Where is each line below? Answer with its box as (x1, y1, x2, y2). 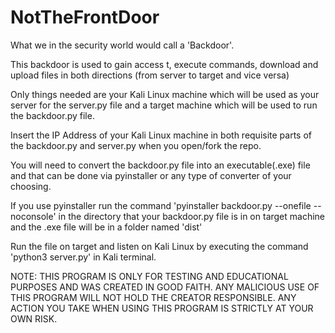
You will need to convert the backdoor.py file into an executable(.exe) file (10, 159, 311, 171)
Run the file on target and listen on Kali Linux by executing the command (10, 240, 309, 252)
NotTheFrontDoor (10, 6, 160, 29)
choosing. (10, 180, 52, 192)
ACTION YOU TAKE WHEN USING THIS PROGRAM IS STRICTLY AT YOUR (10, 302, 314, 314)
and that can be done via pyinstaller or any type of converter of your (10, 169, 292, 181)
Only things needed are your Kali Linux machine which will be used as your (10, 88, 320, 100)
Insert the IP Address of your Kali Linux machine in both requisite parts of (10, 129, 313, 141)
